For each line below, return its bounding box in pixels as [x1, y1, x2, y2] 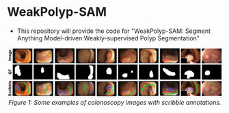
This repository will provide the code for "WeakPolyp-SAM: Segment [16, 27, 211, 35]
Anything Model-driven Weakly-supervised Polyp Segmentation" [16, 34, 200, 42]
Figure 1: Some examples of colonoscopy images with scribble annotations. [8, 98, 221, 106]
